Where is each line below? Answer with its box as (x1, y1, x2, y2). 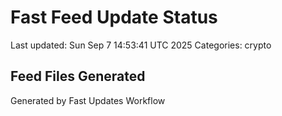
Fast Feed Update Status (10, 6, 218, 29)
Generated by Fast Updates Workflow (10, 94, 166, 106)
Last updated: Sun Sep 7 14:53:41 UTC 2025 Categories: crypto (10, 39, 272, 51)
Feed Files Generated (10, 68, 146, 85)
